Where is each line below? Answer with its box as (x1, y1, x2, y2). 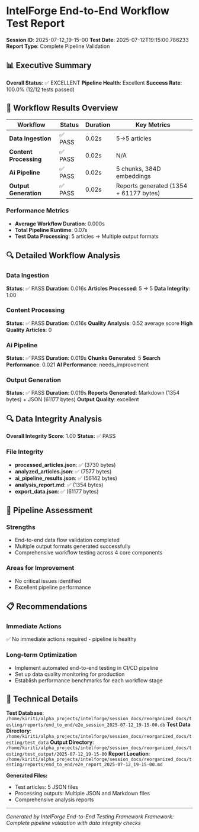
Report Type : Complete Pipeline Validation (6, 43, 110, 50)
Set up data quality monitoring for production (14, 670, 125, 678)
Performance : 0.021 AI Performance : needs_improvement (6, 361, 149, 368)
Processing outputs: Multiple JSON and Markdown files (14, 790, 150, 797)
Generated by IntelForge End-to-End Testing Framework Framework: (6, 813, 174, 820)
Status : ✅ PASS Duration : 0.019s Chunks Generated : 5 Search (6, 354, 161, 362)
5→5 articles (115, 134, 152, 143)
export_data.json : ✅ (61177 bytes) (14, 488, 99, 495)
